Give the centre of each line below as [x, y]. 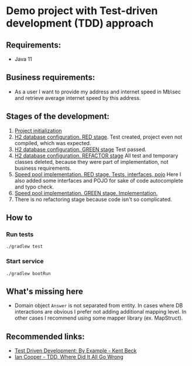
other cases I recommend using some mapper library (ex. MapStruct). [99, 318]
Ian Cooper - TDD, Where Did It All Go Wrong [69, 357]
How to [19, 218]
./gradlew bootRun [28, 273]
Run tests [20, 234]
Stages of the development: [58, 117]
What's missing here [44, 291]
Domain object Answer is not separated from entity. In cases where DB [99, 305]
